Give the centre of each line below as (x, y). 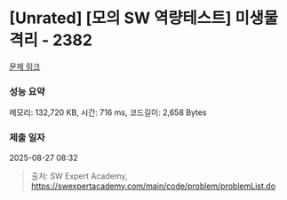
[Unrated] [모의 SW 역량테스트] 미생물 (143, 18)
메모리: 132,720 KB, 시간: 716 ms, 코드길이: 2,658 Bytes (108, 112)
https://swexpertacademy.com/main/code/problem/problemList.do (153, 186)
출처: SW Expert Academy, (79, 176)
